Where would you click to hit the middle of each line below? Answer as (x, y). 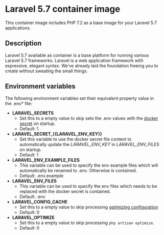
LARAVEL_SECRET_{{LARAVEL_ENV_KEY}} (57, 134)
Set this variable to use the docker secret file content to (75, 139)
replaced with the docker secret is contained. (65, 191)
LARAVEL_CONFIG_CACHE (40, 202)
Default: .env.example (41, 176)
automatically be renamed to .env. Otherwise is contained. (78, 170)
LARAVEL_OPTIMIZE (33, 217)
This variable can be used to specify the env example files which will (89, 165)
